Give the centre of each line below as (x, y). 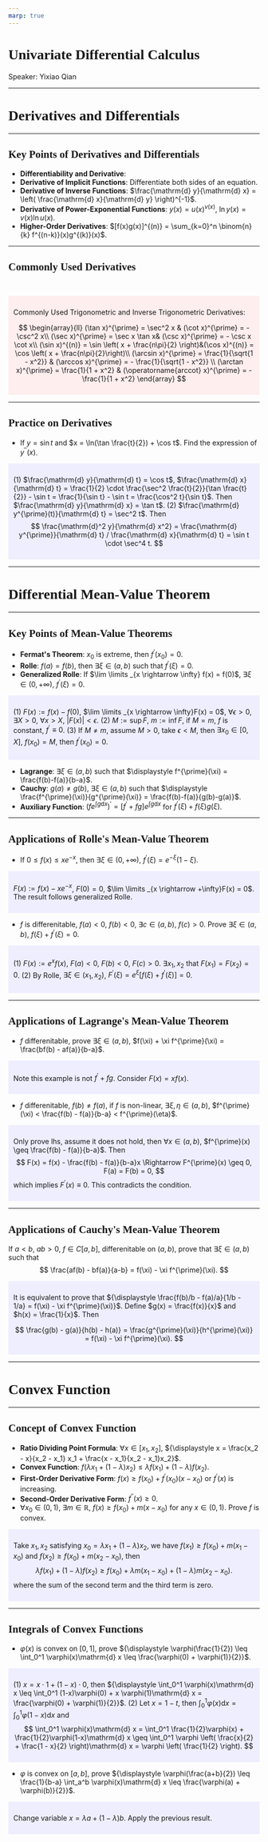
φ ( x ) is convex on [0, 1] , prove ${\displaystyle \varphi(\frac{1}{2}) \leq (134, 1648)
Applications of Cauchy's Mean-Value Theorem (114, 1229)
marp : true (26, 16)
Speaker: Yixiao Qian (43, 76)
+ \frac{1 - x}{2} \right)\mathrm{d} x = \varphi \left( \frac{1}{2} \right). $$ (134, 1746)
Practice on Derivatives (60, 423)
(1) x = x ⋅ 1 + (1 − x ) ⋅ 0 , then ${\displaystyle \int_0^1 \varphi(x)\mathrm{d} (134, 1684)
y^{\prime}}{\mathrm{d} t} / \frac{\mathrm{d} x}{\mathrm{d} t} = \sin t (134, 535)
